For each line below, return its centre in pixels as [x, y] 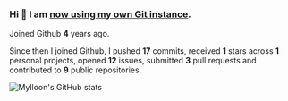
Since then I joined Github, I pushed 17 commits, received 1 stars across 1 [144, 51]
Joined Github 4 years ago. [59, 34]
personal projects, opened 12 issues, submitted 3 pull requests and [133, 61]
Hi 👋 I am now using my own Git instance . [100, 14]
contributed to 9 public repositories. [76, 70]
